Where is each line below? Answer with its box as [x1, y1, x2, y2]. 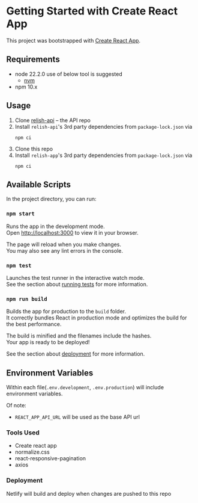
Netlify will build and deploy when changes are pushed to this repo [6, 490, 172, 497]
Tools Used [6, 428, 40, 437]
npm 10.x [14, 83, 38, 90]
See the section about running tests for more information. [6, 280, 148, 288]
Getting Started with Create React [6, 4, 178, 18]
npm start [6, 211, 35, 217]
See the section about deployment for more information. [6, 350, 145, 357]
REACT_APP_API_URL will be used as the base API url [14, 413, 140, 421]
